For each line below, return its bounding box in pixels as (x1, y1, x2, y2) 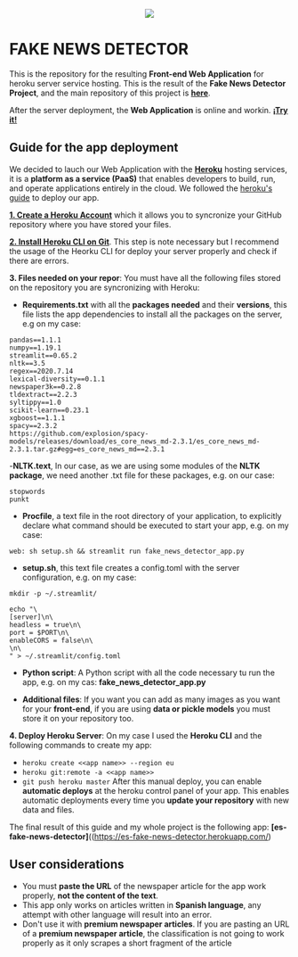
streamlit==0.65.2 (9, 351, 77, 360)
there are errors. (9, 255, 69, 266)
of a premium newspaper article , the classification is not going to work (21, 928, 285, 938)
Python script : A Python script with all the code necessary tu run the (21, 667, 276, 678)
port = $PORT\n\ (9, 628, 69, 637)
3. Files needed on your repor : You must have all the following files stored (9, 272, 282, 283)
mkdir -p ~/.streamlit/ (9, 589, 98, 598)
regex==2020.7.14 (9, 367, 74, 375)
